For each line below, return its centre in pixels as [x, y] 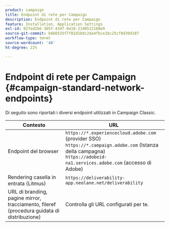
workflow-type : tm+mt [28, 38]
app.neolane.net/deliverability [104, 183]
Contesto [34, 125]
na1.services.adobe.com [94, 163]
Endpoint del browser [33, 151]
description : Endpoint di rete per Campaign [53, 19]
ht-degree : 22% [21, 48]
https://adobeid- [86, 157]
